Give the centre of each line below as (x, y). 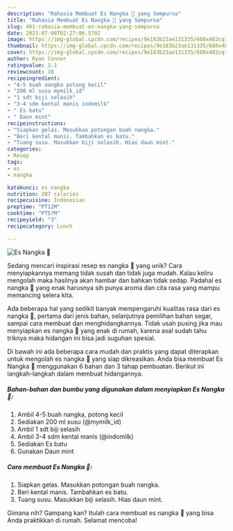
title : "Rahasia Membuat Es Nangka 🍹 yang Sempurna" (85, 20)
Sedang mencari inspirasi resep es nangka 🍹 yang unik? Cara (95, 265)
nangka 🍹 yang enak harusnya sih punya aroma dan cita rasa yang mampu (114, 287)
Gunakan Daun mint (45, 451)
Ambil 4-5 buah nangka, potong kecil (70, 414)
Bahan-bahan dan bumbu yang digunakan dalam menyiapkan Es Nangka (116, 389)
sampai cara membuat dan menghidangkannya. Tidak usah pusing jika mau (115, 323)
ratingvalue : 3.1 (32, 65)
